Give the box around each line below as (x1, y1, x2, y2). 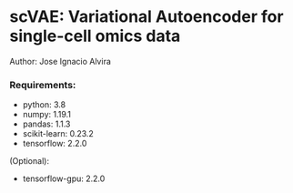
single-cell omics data (9, 25, 181, 46)
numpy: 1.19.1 (22, 109, 71, 120)
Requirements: (9, 78, 76, 91)
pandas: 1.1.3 (22, 118, 71, 129)
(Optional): (9, 156, 50, 167)
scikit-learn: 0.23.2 (22, 128, 94, 139)
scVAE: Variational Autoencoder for (9, 6, 284, 27)
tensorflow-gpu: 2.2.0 (22, 173, 106, 184)
